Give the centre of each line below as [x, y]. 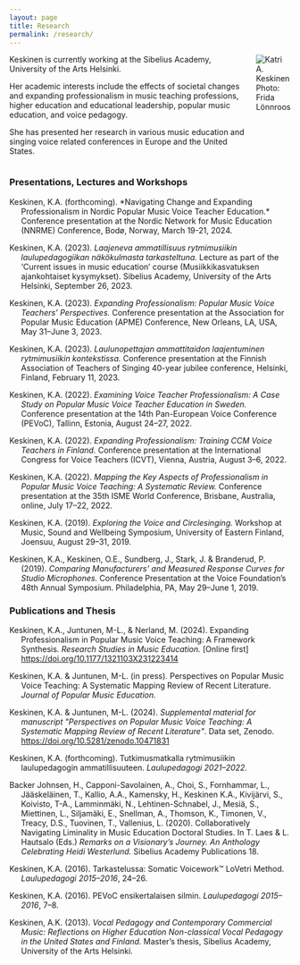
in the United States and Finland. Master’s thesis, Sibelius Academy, [146, 941]
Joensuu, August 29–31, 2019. [76, 541]
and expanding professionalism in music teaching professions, [124, 96]
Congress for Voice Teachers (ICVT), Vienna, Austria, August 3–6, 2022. [154, 459]
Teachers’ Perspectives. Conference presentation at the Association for [153, 312]
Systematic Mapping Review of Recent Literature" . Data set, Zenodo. [148, 731]
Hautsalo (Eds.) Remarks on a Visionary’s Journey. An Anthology [141, 842]
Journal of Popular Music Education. [88, 695]
